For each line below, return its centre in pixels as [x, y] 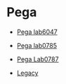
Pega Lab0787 [38, 59]
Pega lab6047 [37, 32]
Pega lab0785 [37, 45]
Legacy [27, 73]
